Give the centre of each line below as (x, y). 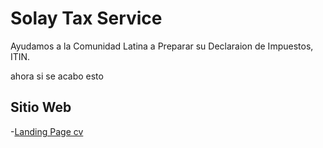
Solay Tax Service (86, 18)
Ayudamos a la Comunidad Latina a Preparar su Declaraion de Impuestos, (162, 46)
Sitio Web (41, 107)
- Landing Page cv (47, 131)
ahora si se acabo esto (57, 76)
